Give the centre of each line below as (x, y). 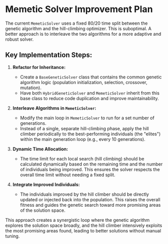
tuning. (13, 236)
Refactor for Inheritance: (39, 67)
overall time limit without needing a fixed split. (68, 175)
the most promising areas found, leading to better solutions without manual (83, 230)
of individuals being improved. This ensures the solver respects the (90, 169)
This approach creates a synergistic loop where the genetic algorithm (77, 220)
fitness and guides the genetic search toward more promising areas (90, 205)
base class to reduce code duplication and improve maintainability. (89, 98)
